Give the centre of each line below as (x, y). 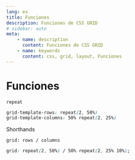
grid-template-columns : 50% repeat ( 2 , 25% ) (61, 118)
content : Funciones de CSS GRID (62, 46)
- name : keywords (39, 51)
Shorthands (21, 129)
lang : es (17, 12)
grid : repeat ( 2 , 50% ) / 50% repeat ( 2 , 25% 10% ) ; (68, 151)
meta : (13, 34)
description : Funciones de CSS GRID (52, 23)
